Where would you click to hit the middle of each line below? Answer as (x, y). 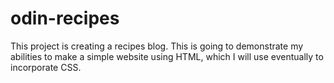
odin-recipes (65, 18)
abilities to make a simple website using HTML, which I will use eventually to (167, 56)
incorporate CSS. (46, 67)
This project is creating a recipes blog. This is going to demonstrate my (157, 46)
